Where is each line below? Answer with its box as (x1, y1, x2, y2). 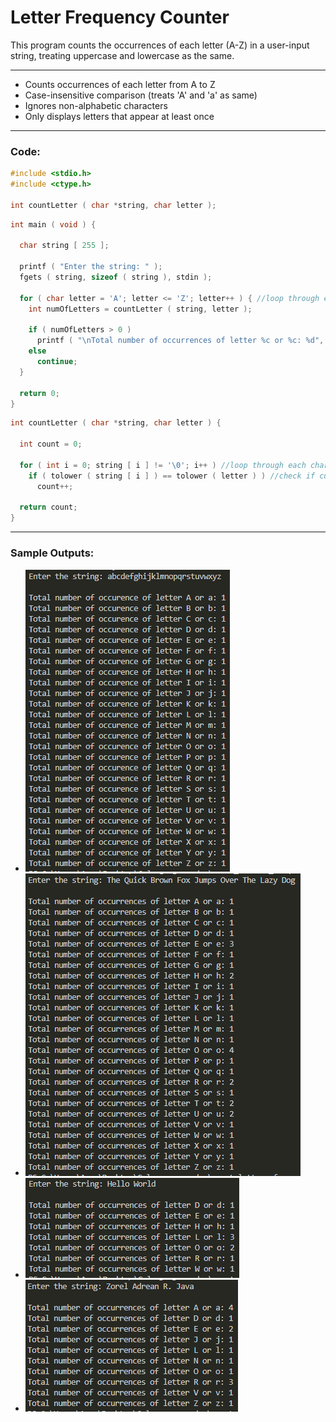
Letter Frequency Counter (10, 6, 230, 29)
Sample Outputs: (10, 546, 95, 560)
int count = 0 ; (19, 439, 83, 450)
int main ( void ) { (10, 219, 97, 230)
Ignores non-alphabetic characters (24, 99, 168, 111)
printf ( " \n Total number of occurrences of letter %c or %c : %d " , (36, 336, 325, 346)
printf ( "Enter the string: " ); (19, 262, 163, 272)
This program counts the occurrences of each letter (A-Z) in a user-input (10, 39, 310, 51)
